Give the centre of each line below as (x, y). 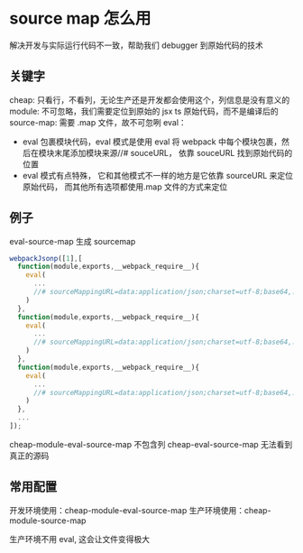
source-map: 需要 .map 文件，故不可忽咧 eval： (98, 122)
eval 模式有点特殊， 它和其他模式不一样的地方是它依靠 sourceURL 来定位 (158, 175)
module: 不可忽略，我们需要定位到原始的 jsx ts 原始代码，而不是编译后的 (144, 111)
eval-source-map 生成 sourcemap (73, 241)
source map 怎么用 (80, 18)
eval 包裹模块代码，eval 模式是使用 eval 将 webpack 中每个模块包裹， (152, 142)
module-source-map (48, 521)
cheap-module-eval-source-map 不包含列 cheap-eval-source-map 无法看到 (151, 444)
